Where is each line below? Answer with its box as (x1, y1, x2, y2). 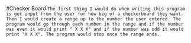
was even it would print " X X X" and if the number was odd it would (6, 26, 184, 32)
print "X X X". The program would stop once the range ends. (6, 31, 160, 37)
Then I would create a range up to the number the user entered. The (6, 16, 182, 22)
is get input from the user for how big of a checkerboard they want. (6, 11, 184, 17)
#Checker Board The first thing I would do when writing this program (6, 5, 185, 12)
